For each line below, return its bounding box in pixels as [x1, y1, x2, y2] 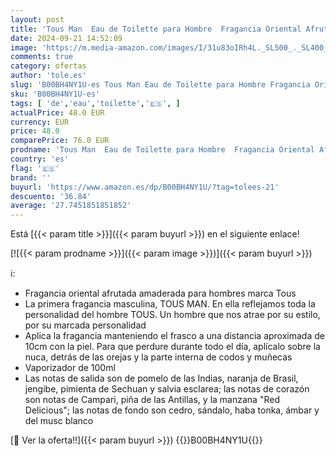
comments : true [10, 52, 74, 62]
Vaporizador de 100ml [24, 362, 116, 374]
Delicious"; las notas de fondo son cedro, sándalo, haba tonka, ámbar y [24, 404, 320, 416]
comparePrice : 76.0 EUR [10, 136, 110, 146]
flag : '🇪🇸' [10, 163, 60, 173]
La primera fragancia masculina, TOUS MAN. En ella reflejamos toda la [24, 298, 316, 310]
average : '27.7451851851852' [10, 201, 132, 211]
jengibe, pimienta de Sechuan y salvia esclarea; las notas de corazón [24, 383, 310, 395]
